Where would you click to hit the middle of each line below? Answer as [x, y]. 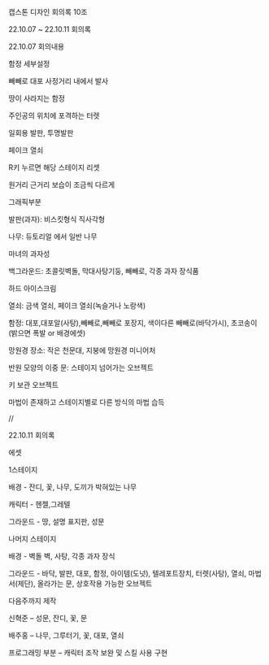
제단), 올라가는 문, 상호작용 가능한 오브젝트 [85, 583]
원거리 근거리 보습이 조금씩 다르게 [62, 185]
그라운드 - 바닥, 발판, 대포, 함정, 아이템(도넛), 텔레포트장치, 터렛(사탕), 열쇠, [128, 573]
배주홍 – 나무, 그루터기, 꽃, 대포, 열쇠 [66, 635]
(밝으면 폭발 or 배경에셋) [47, 333]
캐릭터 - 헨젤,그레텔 [39, 504]
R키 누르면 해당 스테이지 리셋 [54, 167]
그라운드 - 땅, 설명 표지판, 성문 [56, 522]
